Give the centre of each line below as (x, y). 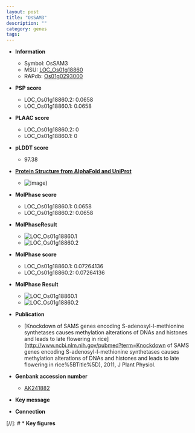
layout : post (23, 12)
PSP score (28, 88)
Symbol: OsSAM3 (46, 64)
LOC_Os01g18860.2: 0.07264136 (64, 273)
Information (30, 51)
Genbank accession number (51, 377)
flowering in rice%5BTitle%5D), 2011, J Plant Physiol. (90, 365)
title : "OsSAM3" (27, 18)
